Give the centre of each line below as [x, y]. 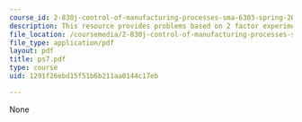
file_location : [38, 34]
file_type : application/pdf [62, 43]
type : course [34, 68]
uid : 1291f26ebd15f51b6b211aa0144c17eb [84, 76]
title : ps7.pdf [38, 59]
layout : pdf [31, 51]
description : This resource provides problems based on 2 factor [134, 26]
